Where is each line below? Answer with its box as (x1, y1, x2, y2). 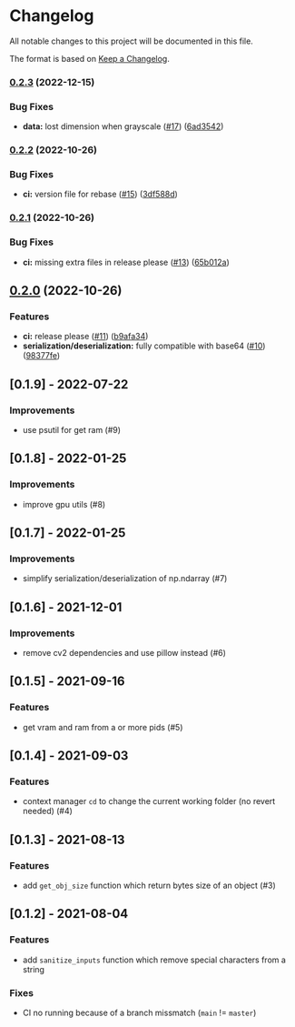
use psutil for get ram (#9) (22, 424, 121, 435)
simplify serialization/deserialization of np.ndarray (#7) (22, 573, 228, 584)
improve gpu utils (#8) (22, 498, 106, 509)
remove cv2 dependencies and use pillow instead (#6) (22, 648, 227, 659)
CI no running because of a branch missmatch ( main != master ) (22, 1007, 257, 1019)
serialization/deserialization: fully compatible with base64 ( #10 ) (22, 340, 266, 351)
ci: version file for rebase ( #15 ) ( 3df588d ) (22, 188, 179, 200)
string (22, 963, 45, 974)
